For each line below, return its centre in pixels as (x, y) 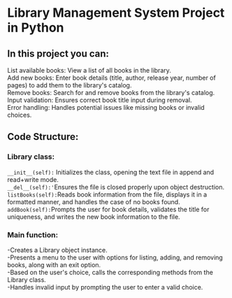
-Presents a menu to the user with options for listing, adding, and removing (115, 257)
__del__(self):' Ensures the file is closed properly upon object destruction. (116, 187)
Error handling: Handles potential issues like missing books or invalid (106, 107)
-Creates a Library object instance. (57, 250)
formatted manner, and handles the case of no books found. (94, 201)
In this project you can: (58, 54)
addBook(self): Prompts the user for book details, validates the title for (108, 209)
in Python (36, 28)
